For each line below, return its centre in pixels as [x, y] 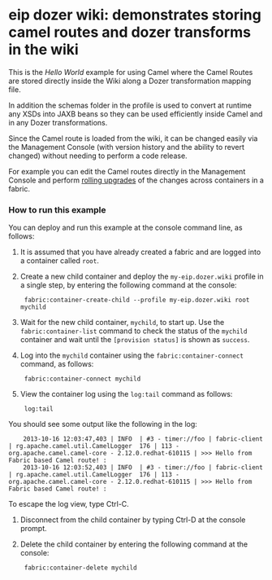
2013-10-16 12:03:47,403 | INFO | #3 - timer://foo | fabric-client [143, 439]
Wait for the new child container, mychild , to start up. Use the [122, 323]
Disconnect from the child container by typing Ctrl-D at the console [133, 520]
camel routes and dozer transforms [130, 32]
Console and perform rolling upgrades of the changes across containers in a [136, 180]
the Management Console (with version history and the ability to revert [127, 147]
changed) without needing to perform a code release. [98, 156]
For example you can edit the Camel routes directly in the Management [127, 171]
